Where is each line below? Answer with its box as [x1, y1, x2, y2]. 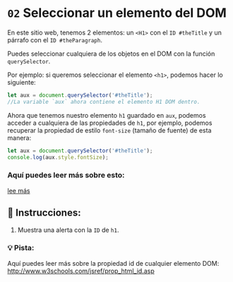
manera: [7, 133, 32, 142]
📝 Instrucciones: [7, 207, 81, 219]
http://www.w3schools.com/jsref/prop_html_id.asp [7, 266, 155, 275]
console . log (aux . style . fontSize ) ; [7, 154, 109, 161]
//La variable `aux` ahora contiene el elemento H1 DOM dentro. [7, 98, 201, 105]
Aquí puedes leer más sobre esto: [7, 171, 125, 180]
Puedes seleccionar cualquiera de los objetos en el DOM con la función [7, 49, 215, 58]
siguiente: [7, 78, 37, 86]
